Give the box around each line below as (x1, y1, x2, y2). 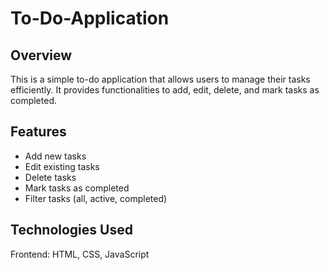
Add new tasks (24, 150, 87, 162)
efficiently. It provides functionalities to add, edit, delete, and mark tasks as (10, 84, 320, 96)
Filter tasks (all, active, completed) (24, 192, 168, 204)
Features (10, 123, 67, 141)
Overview (10, 47, 73, 64)
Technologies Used (10, 222, 133, 239)
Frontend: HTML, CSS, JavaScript (10, 248, 150, 260)
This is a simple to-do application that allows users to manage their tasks (10, 73, 311, 85)
